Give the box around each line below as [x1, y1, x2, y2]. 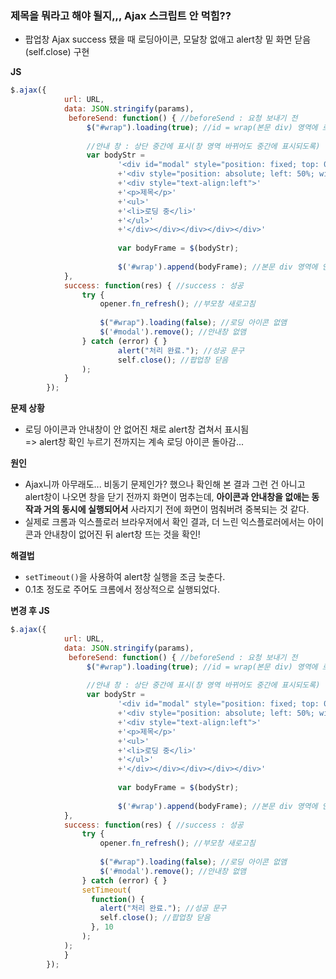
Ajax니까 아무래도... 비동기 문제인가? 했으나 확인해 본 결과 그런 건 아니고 [24, 478, 306, 491]
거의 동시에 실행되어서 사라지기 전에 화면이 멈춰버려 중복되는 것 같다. [43, 503, 310, 516]
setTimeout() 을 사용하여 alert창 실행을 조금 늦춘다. [24, 571, 226, 583]
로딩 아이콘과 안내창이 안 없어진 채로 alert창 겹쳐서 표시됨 [24, 423, 250, 436]
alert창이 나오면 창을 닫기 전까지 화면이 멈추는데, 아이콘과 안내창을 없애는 [24, 491, 310, 503]
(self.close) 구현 [24, 46, 90, 58]
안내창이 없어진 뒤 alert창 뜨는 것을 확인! [43, 528, 201, 541]
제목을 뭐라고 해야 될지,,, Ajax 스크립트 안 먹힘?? [10, 8, 232, 22]
